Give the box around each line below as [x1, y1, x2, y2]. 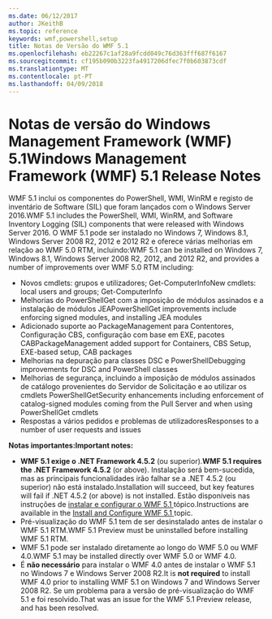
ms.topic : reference [8, 27, 79, 35]
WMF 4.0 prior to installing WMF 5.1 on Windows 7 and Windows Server [19, 578, 261, 587]
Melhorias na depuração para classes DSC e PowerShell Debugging [19, 356, 246, 366]
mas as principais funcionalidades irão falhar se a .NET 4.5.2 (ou [19, 474, 236, 483]
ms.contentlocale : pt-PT [8, 72, 93, 80]
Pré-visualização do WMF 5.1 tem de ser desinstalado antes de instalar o [19, 517, 264, 526]
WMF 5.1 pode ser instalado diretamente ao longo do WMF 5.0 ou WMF [19, 543, 259, 552]
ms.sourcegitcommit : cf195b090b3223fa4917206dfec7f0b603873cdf [8, 58, 227, 66]
